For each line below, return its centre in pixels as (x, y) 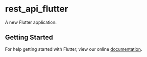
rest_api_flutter (37, 9)
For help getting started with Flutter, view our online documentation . (73, 49)
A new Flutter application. (31, 22)
